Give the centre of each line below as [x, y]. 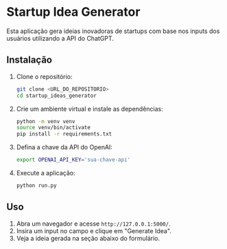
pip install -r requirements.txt [64, 134]
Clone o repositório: [44, 76]
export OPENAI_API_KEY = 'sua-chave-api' [73, 160]
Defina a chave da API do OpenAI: [64, 147]
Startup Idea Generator [73, 12]
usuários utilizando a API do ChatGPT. [60, 38]
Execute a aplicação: [46, 173]
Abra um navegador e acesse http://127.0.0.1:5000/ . [93, 224]
